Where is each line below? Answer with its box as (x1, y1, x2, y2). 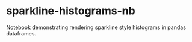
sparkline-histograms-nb (6, 4, 135, 18)
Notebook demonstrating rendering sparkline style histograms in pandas (6, 24, 187, 31)
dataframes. (6, 30, 37, 37)
